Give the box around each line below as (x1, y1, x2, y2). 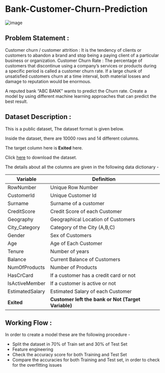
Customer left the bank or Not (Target (50, 296, 141, 303)
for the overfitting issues (12, 362, 62, 368)
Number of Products (50, 264, 97, 271)
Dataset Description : (5, 113, 71, 121)
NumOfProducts (7, 264, 45, 271)
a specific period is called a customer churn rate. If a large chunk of (5, 68, 142, 74)
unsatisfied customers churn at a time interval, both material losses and (5, 73, 150, 79)
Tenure (7, 248, 24, 254)
